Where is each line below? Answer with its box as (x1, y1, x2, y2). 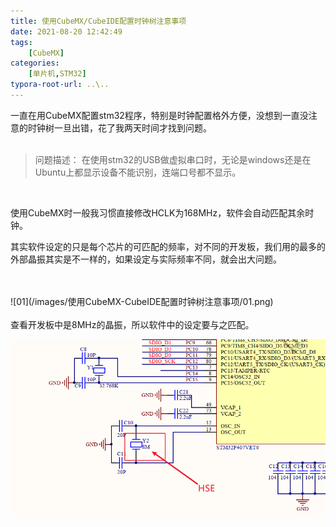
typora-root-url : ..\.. (10, 80, 110, 90)
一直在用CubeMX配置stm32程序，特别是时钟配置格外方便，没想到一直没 (10, 109, 309, 121)
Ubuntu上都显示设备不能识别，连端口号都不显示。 (34, 166, 242, 178)
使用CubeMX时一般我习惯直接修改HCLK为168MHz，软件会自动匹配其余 (10, 206, 306, 219)
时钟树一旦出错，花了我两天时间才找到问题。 (27, 121, 212, 134)
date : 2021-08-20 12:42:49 (10, 26, 123, 37)
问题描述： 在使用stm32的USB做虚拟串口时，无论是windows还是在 (34, 153, 312, 165)
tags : (10, 37, 33, 47)
